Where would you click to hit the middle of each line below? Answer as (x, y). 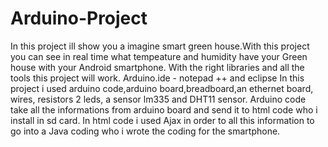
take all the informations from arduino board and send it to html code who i (164, 109)
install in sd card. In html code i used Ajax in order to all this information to (162, 120)
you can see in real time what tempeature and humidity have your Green (159, 56)
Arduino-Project (79, 18)
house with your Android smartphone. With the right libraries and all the (157, 67)
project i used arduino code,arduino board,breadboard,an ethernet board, (162, 88)
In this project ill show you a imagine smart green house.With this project (160, 46)
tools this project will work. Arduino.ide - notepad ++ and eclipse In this (157, 78)
